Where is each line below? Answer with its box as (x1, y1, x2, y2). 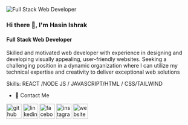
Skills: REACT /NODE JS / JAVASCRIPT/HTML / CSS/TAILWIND (6, 80, 163, 88)
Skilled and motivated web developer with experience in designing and (6, 49, 183, 57)
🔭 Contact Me (15, 92, 50, 99)
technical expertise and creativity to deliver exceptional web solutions (6, 68, 180, 75)
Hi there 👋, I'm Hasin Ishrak (6, 21, 88, 29)
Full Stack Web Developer (6, 36, 73, 43)
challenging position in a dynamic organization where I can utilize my (6, 62, 178, 69)
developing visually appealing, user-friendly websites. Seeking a (6, 56, 167, 63)
